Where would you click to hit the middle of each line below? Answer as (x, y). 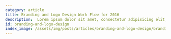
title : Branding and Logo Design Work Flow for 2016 (62, 15)
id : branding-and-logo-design (37, 24)
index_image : (19, 29)
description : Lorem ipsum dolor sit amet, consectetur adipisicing (79, 19)
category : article (25, 10)
